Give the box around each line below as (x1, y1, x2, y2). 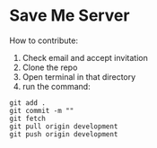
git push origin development (9, 129, 118, 139)
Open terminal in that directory (22, 71, 136, 82)
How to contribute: (9, 35, 79, 46)
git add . (9, 98, 47, 108)
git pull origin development (9, 122, 118, 131)
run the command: (22, 81, 92, 91)
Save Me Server (9, 5, 130, 26)
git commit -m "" (9, 106, 74, 115)
